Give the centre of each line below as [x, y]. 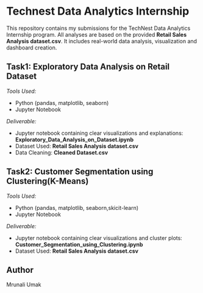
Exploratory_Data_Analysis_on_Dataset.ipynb [74, 139]
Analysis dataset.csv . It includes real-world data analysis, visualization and [101, 41]
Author [20, 270]
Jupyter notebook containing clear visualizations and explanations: [99, 133]
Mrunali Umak [24, 284]
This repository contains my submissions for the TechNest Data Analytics [98, 28]
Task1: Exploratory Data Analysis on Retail [88, 67]
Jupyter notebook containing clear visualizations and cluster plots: [99, 238]
